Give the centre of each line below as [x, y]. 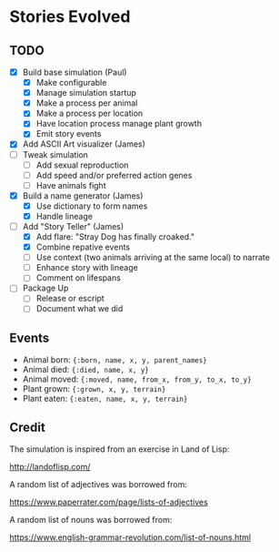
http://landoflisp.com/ [50, 467]
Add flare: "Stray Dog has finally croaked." [115, 237]
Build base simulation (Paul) [75, 72]
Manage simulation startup [86, 93]
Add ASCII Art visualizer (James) [84, 144]
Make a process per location [90, 113]
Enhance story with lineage [87, 268]
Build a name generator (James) [83, 195]
